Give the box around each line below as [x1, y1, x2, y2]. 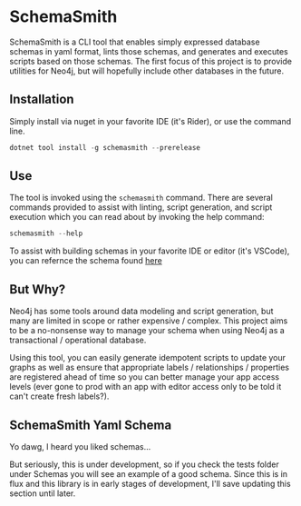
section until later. [9, 488, 76, 499]
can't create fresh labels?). [9, 391, 110, 402]
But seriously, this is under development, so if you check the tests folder [9, 459, 279, 470]
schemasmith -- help [9, 229, 83, 238]
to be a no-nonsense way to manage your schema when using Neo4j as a [9, 325, 286, 336]
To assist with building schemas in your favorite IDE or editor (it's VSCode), [9, 245, 290, 256]
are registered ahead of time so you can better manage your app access [9, 372, 279, 382]
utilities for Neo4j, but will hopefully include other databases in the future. [9, 65, 284, 76]
